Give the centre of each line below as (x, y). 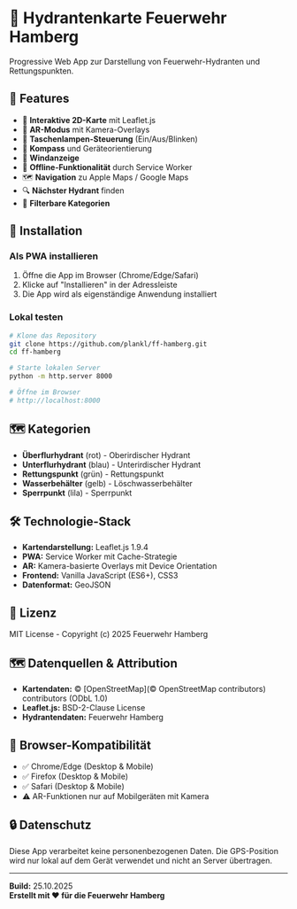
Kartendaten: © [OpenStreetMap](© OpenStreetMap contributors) (144, 689)
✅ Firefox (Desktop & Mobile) (75, 776)
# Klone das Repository (53, 336)
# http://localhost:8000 (55, 400)
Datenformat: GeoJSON (66, 585)
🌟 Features (39, 99)
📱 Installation (46, 231)
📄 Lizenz (33, 613)
